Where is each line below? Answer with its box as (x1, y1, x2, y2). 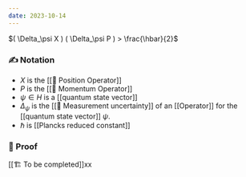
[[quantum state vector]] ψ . (19, 111, 111, 121)
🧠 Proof (8, 141, 38, 152)
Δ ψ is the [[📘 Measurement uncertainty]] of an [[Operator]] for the (19, 101, 238, 112)
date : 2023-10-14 (8, 11, 67, 20)
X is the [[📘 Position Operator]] (19, 75, 122, 85)
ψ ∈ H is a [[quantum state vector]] (19, 92, 138, 102)
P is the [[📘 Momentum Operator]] (19, 83, 133, 93)
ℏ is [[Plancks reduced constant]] (19, 120, 131, 130)
